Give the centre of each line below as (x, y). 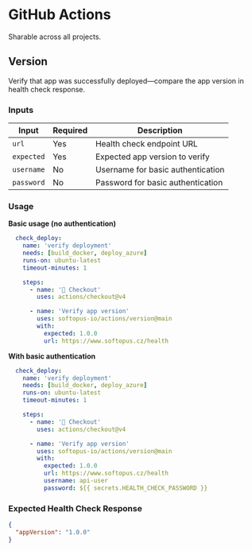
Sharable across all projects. (55, 37)
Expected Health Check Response (76, 508)
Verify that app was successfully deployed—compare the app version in (126, 80)
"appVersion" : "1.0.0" (53, 533)
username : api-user (76, 481)
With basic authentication (52, 356)
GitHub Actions (60, 15)
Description (160, 130)
